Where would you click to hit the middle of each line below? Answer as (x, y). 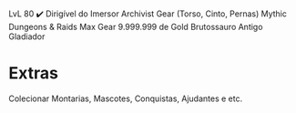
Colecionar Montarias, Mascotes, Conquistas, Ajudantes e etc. (126, 98)
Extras (33, 73)
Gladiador (27, 36)
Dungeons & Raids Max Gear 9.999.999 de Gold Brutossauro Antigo (136, 27)
